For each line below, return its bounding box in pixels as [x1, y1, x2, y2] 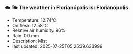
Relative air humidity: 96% [12, 27, 66, 33]
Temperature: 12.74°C [12, 17, 56, 23]
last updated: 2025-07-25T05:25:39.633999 [12, 43, 103, 49]
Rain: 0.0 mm [12, 33, 39, 39]
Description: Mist [12, 38, 47, 44]
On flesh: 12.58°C [12, 23, 48, 28]
